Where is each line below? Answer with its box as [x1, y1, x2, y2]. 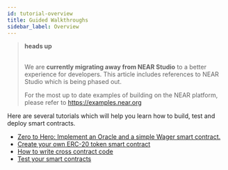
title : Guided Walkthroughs [7, 17, 89, 24]
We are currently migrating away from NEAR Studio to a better [24, 63, 207, 71]
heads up [24, 42, 52, 51]
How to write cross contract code [17, 147, 113, 156]
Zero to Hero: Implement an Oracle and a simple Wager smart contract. [17, 133, 221, 141]
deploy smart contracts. [7, 119, 76, 128]
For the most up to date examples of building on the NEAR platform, [24, 91, 218, 99]
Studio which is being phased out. [24, 78, 122, 86]
